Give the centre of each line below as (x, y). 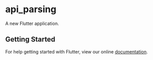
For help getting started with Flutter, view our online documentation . (76, 51)
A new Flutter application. (32, 23)
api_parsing (31, 9)
